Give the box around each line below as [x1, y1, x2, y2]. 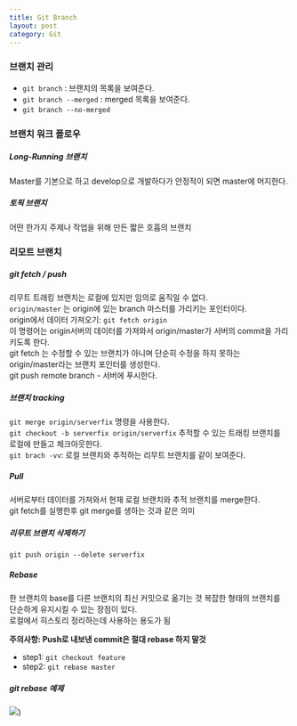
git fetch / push [9, 269, 67, 280]
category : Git [9, 29, 62, 38]
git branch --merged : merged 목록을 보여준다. [21, 94, 190, 104]
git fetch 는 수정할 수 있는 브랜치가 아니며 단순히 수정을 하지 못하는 [9, 348, 241, 359]
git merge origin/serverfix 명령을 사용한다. [9, 416, 171, 428]
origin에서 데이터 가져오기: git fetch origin [9, 314, 167, 325]
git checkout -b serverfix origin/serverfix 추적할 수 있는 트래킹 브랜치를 [9, 428, 281, 438]
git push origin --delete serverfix [9, 551, 145, 559]
